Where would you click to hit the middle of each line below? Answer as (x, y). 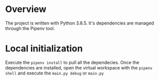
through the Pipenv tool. (30, 28)
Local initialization (44, 49)
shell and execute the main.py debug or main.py (55, 73)
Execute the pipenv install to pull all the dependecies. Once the (72, 62)
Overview (26, 9)
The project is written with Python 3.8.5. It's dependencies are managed (80, 23)
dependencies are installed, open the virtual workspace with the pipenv (79, 67)
